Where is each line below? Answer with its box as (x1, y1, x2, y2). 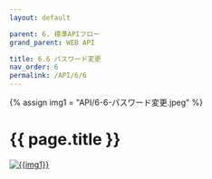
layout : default (9, 13, 71, 23)
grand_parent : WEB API (9, 38, 95, 47)
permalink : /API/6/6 (9, 71, 88, 80)
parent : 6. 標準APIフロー (9, 29, 101, 39)
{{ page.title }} (9, 129, 121, 150)
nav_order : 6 (9, 62, 59, 72)
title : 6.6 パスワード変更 (9, 54, 101, 63)
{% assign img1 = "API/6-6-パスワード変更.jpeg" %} (9, 97, 204, 108)
